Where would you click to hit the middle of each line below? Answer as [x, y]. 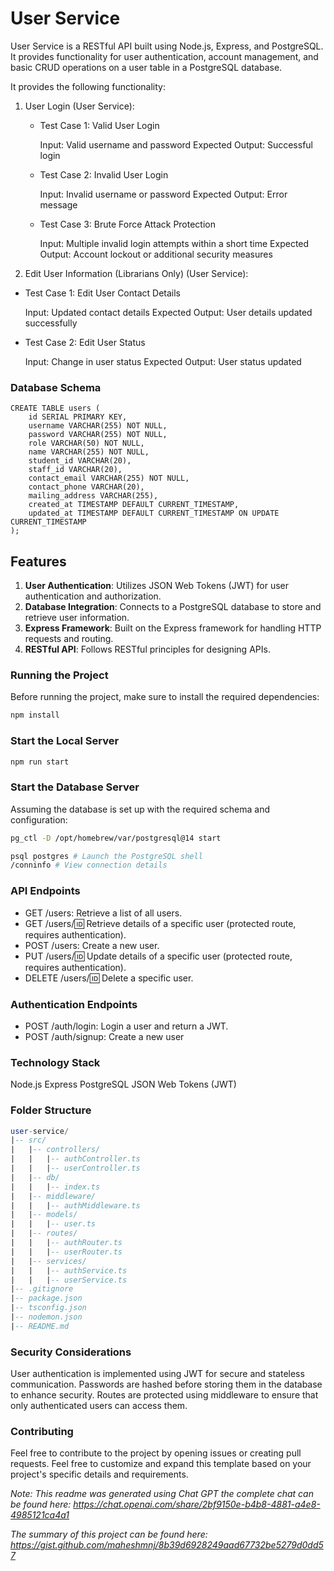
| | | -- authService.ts [69, 1270]
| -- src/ [28, 1140]
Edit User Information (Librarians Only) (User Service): [136, 273]
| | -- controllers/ [55, 1150]
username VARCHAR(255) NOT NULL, [98, 426]
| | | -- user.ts [53, 1224]
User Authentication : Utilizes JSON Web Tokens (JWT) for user [156, 586]
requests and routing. [69, 639]
